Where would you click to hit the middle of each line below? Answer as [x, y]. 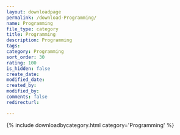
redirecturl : [23, 102]
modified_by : [23, 91]
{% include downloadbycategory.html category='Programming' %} [90, 125]
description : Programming [39, 40]
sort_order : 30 [26, 57]
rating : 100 [21, 63]
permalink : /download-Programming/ [52, 18]
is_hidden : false [28, 68]
